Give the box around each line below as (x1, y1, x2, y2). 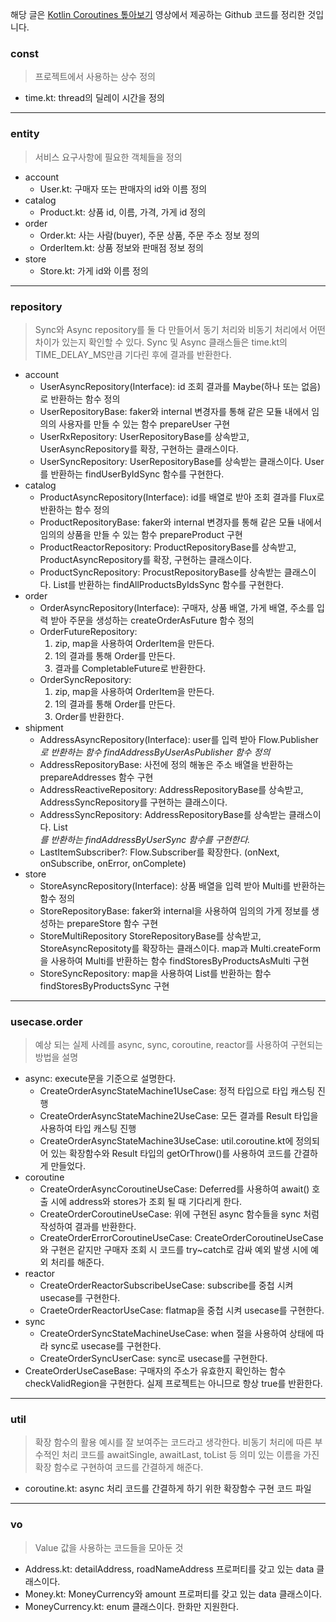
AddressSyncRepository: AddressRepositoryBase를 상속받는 (39, 808, 287, 820)
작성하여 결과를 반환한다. (39, 1221, 137, 1233)
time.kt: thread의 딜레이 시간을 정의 (24, 92, 165, 104)
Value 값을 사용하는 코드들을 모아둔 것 (34, 1541, 184, 1553)
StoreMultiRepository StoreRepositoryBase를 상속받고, (39, 929, 262, 942)
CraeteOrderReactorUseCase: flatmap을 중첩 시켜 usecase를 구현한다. (39, 1304, 325, 1317)
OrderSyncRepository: (39, 673, 132, 685)
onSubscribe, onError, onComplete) (39, 857, 187, 869)
